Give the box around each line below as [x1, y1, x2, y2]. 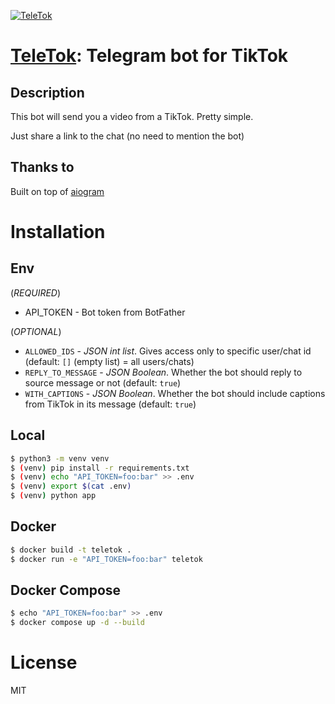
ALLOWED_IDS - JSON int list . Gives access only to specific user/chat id [24, 345, 312, 357]
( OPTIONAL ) [10, 325, 62, 337]
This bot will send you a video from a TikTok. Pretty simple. [10, 111, 254, 122]
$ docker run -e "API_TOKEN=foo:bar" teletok [10, 554, 203, 564]
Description [10, 84, 85, 101]
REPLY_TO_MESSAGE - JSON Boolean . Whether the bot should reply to [24, 366, 303, 378]
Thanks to [10, 159, 75, 176]
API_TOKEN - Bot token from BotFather [24, 306, 186, 318]
